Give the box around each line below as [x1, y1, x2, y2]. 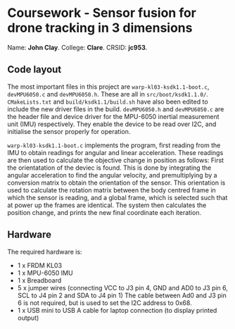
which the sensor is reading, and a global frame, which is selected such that [7, 193, 228, 201]
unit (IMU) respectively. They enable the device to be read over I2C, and [7, 120, 217, 128]
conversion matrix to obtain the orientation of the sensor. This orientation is [7, 178, 226, 187]
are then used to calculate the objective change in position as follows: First [7, 156, 224, 164]
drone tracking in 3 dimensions [7, 20, 193, 36]
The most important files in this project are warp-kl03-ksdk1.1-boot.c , [7, 82, 210, 91]
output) [17, 314, 39, 322]
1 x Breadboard [17, 276, 62, 285]
